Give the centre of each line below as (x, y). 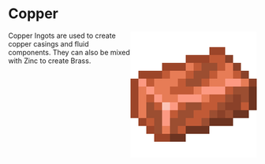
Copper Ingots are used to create (62, 35)
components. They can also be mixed (69, 52)
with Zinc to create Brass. (50, 61)
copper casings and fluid (49, 43)
